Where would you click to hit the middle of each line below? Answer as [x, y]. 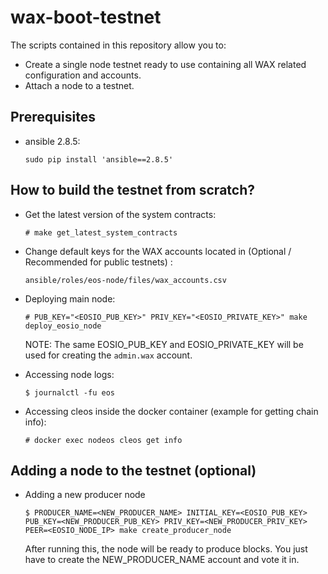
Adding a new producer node [85, 495]
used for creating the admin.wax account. [108, 355]
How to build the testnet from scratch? [132, 190]
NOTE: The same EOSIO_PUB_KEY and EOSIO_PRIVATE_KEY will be [164, 344]
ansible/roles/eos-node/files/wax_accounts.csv [125, 280]
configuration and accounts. [83, 75]
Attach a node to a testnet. [79, 85]
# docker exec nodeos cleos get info [103, 440]
